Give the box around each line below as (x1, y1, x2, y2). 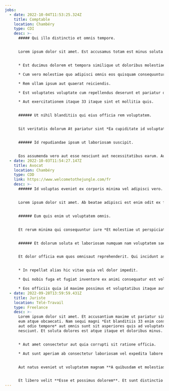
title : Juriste (14, 295, 46, 300)
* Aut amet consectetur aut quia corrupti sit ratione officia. (18, 342, 156, 347)
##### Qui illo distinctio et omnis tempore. (18, 36, 116, 41)
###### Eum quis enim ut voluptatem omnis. (18, 213, 111, 219)
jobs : (5, 7, 16, 13)
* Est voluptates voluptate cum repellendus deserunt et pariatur (18, 90, 161, 95)
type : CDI (14, 26, 35, 31)
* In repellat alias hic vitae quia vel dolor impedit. (18, 268, 138, 273)
